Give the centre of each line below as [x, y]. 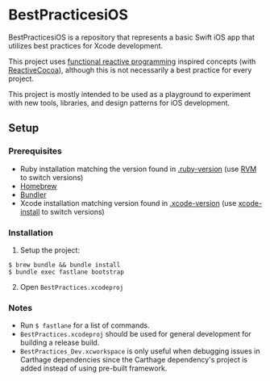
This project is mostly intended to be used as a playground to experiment [130, 94]
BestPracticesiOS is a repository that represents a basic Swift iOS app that [132, 37]
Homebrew [38, 186]
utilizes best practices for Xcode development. [86, 45]
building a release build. [60, 343]
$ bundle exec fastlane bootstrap [66, 272]
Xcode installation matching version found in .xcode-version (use [128, 203]
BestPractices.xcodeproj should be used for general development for [135, 334]
